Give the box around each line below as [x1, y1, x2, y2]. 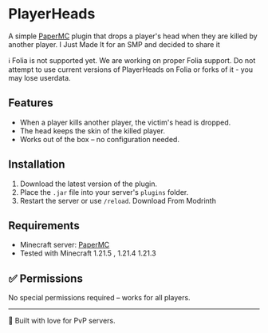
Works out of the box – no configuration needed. [19, 134, 179, 144]
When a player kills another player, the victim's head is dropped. [19, 117, 231, 127]
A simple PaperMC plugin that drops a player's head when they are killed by [8, 31, 258, 41]
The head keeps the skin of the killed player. [19, 125, 166, 136]
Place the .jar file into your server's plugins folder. [19, 187, 189, 196]
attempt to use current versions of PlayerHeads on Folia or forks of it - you [8, 65, 254, 74]
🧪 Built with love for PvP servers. [8, 316, 116, 326]
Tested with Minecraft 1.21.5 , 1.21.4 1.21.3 [19, 248, 157, 258]
